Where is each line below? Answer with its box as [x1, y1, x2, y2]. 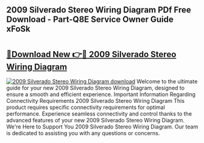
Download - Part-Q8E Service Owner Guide [6, 15, 174, 25]
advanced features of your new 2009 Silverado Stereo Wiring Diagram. [6, 117, 185, 124]
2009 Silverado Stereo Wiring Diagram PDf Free [6, 5, 192, 15]
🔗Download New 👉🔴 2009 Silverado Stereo [6, 49, 177, 60]
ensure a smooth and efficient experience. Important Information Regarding [6, 91, 196, 98]
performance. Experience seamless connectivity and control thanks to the [6, 110, 192, 117]
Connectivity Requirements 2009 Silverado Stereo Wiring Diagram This [6, 97, 185, 104]
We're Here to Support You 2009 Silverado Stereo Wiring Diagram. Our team [6, 123, 199, 130]
